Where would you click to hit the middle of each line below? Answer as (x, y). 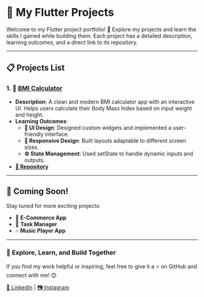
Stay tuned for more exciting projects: (53, 206)
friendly (34, 134)
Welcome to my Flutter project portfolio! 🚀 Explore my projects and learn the (101, 29)
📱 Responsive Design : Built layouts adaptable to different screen (105, 140)
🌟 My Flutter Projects (60, 13)
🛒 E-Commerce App (41, 218)
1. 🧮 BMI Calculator (34, 88)
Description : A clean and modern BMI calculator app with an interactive (105, 102)
